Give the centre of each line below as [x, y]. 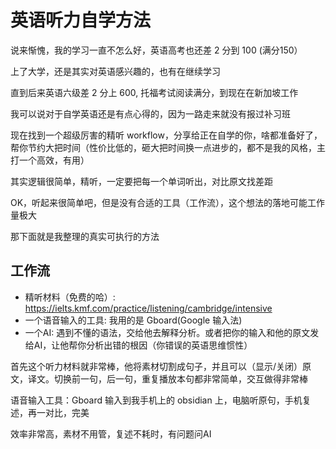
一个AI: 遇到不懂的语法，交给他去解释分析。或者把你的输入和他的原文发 [172, 332]
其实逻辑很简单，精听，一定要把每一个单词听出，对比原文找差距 [141, 181]
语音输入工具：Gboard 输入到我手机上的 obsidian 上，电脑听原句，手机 [156, 400]
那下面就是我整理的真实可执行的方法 [85, 236]
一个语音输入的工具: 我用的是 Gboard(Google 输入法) [133, 320]
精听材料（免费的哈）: [70, 297]
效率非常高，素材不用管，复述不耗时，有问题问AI [111, 433]
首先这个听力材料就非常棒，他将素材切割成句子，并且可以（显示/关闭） [156, 366]
